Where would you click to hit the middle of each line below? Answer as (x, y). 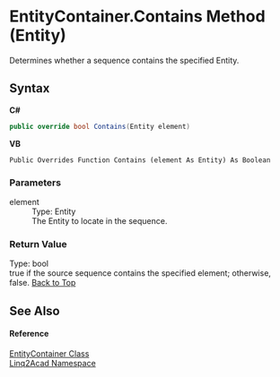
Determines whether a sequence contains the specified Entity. (124, 60)
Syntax (30, 88)
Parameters (35, 183)
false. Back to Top (43, 283)
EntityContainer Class (49, 353)
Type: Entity (54, 211)
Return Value (38, 244)
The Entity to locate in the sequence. (100, 220)
